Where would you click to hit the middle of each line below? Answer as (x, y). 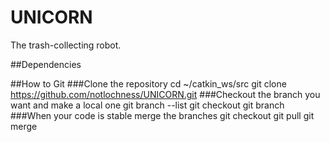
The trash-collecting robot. (66, 45)
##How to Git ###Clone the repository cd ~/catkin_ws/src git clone (148, 83)
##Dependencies (46, 64)
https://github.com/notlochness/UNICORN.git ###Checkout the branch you (165, 94)
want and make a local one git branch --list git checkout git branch (147, 105)
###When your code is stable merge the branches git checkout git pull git (162, 115)
